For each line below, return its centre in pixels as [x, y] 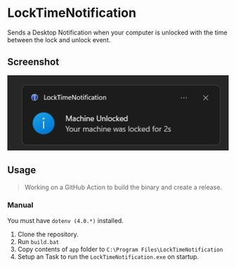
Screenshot [33, 62]
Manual [20, 205]
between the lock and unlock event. [59, 39]
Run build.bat [38, 241]
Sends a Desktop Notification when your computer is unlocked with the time [117, 32]
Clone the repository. [48, 234]
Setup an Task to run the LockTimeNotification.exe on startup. [108, 256]
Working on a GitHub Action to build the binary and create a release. [123, 187]
